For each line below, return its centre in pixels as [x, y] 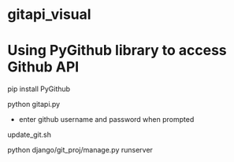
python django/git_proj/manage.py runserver [80, 150]
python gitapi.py [34, 105]
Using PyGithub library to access [117, 51]
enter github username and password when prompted [106, 120]
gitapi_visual [49, 15]
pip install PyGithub [39, 89]
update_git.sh [30, 134]
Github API [43, 67]
